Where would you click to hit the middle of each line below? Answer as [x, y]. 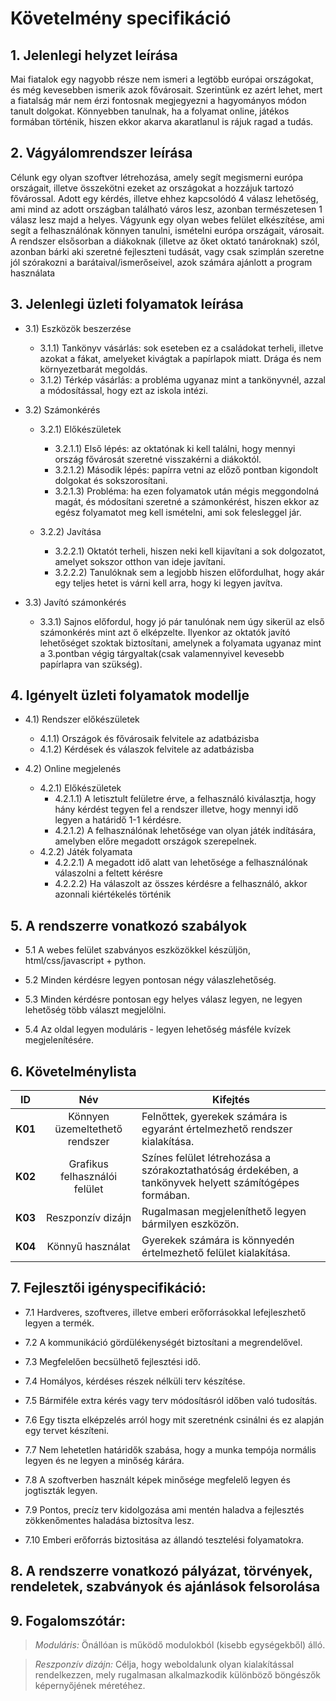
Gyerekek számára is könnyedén [218, 1240]
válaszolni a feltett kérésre [108, 873]
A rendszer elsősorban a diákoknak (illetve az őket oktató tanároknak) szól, [165, 241]
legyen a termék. [59, 1323]
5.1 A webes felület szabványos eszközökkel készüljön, [137, 950]
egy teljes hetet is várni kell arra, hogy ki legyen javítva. [168, 583]
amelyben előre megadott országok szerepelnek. [155, 841]
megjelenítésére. [59, 1040]
